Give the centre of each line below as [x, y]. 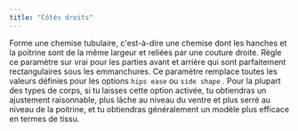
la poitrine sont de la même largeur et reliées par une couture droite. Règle [145, 52]
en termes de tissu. [44, 119]
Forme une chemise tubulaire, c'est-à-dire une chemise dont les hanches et [148, 43]
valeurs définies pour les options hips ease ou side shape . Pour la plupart [145, 80]
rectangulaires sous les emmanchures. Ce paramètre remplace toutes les [143, 71]
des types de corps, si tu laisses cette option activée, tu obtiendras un [138, 90]
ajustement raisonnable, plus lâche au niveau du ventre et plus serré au [140, 100]
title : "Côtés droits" [51, 17]
